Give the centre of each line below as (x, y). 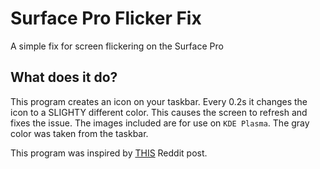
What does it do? (64, 77)
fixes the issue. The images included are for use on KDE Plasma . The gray (160, 123)
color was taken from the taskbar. (79, 133)
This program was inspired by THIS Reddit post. (109, 153)
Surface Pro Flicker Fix (106, 18)
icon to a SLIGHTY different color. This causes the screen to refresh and (159, 112)
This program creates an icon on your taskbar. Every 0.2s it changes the (159, 101)
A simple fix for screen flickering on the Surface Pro (117, 46)
